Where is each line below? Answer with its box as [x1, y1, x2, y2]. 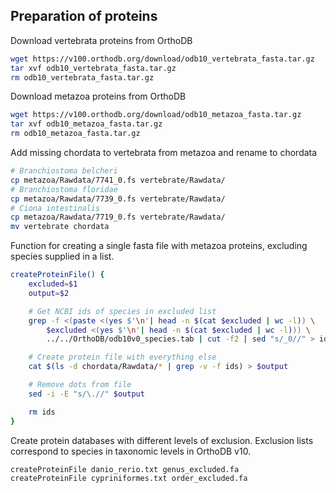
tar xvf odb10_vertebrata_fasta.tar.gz [10, 63, 177, 73]
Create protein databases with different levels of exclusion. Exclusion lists [10, 434, 314, 446]
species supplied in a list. [10, 250, 115, 263]
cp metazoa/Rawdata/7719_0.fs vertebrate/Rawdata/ [10, 212, 226, 223]
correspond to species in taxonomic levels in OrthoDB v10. [10, 445, 252, 457]
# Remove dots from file [28, 380, 132, 390]
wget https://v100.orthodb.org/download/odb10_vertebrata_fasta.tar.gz [10, 54, 315, 64]
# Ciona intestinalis [10, 203, 101, 213]
